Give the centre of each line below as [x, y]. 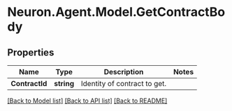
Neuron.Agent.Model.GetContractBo [116, 12]
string [64, 84]
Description [124, 72]
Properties [31, 52]
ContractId [29, 84]
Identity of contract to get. [124, 84]
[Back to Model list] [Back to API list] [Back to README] [87, 101]
